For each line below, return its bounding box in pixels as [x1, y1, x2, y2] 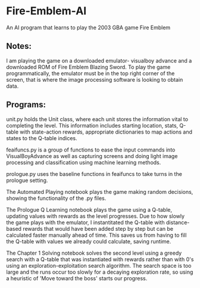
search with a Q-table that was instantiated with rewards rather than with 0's [6, 255, 194, 263]
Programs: [6, 100, 46, 110]
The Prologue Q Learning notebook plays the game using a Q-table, [6, 206, 173, 213]
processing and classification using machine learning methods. [6, 159, 161, 166]
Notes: [6, 41, 32, 51]
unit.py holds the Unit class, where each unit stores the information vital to [6, 115, 189, 123]
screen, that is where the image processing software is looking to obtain [6, 76, 183, 83]
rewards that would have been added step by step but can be [23, 225, 174, 232]
